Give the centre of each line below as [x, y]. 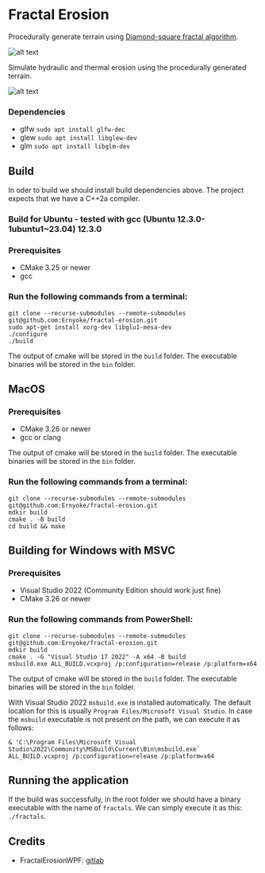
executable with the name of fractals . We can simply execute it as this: [125, 808]
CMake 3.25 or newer [55, 268]
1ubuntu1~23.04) [42, 229]
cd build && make [37, 526]
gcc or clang [40, 438]
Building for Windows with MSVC [92, 550]
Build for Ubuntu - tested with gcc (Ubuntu [92, 218]
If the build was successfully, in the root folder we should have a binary [125, 799]
